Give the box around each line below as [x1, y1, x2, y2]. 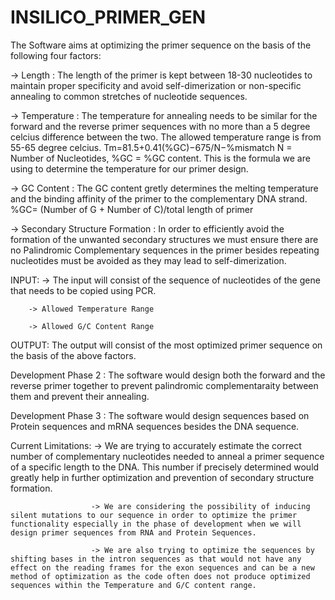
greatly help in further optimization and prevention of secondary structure [10, 471, 315, 483]
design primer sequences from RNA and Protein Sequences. [10, 527, 257, 538]
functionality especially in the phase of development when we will [10, 519, 302, 529]
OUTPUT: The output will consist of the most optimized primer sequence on [10, 339, 323, 351]
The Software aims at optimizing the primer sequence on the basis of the [10, 39, 312, 51]
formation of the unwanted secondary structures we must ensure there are [10, 233, 319, 245]
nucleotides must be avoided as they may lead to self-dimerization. [10, 254, 287, 266]
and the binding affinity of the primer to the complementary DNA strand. [10, 192, 308, 205]
